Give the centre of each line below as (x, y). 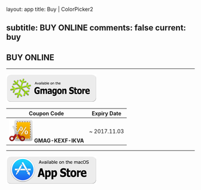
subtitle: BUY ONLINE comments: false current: (96, 28)
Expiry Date (106, 113)
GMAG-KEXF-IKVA (59, 141)
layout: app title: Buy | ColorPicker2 (50, 9)
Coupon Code (47, 113)
